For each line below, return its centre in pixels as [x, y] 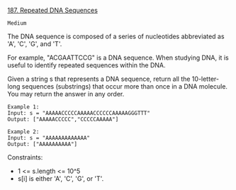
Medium [17, 23]
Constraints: [25, 157]
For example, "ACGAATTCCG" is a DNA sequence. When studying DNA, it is [118, 57]
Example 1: [23, 107]
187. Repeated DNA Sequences [52, 10]
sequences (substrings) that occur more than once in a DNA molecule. [125, 86]
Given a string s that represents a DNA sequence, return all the [99, 79]
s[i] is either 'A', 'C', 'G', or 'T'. [61, 179]
